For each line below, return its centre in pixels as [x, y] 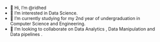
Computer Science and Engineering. [48, 23]
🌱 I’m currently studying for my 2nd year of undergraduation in [75, 18]
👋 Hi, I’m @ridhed [28, 8]
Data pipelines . [26, 34]
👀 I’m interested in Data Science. [44, 13]
